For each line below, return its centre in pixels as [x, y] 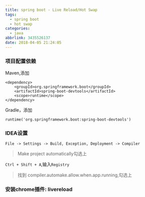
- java [17, 33]
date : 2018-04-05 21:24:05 [33, 43]
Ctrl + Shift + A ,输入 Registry [37, 164]
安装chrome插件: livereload [39, 189]
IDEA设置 [17, 133]
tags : [11, 15]
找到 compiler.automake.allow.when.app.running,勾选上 [75, 175]
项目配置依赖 [21, 61]
